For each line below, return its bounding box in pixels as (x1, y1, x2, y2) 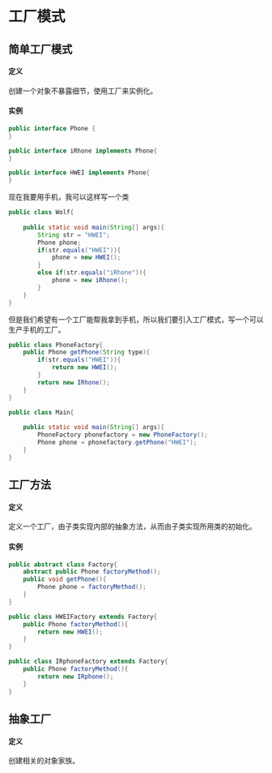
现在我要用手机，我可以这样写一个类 (8, 192, 130, 202)
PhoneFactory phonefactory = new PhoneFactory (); (37, 431, 208, 439)
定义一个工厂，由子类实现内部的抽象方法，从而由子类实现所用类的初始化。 (8, 522, 257, 531)
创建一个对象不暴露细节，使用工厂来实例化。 (8, 86, 158, 96)
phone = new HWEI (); (51, 253, 121, 262)
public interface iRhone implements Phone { (8, 147, 158, 155)
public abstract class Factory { (8, 560, 117, 569)
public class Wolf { (8, 208, 74, 217)
